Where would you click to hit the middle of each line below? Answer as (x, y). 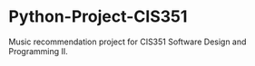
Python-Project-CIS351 (98, 17)
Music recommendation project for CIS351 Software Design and (127, 42)
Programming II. (39, 51)
